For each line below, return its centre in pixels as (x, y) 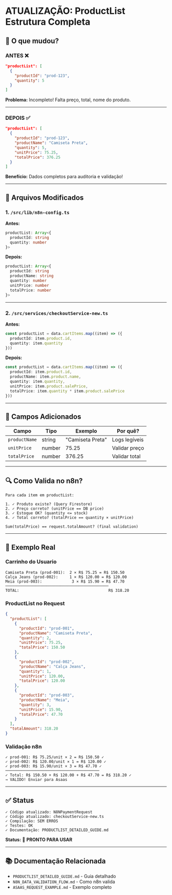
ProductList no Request (35, 603)
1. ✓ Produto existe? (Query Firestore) (49, 504)
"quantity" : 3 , (35, 705)
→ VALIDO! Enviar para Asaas (36, 780)
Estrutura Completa (48, 22)
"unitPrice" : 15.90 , (41, 710)
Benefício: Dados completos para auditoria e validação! (64, 177)
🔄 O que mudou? (32, 41)
